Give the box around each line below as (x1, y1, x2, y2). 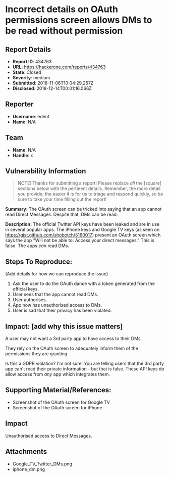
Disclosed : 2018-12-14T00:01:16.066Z (12, 85, 92, 91)
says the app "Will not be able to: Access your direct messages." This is (5, 237, 155, 244)
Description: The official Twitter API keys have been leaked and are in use (5, 221, 160, 227)
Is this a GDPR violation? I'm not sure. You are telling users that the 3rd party (5, 360, 164, 367)
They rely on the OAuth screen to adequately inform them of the (5, 345, 139, 352)
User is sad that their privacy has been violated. (12, 307, 112, 314)
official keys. (12, 286, 39, 292)
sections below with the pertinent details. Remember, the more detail (17, 185, 160, 192)
